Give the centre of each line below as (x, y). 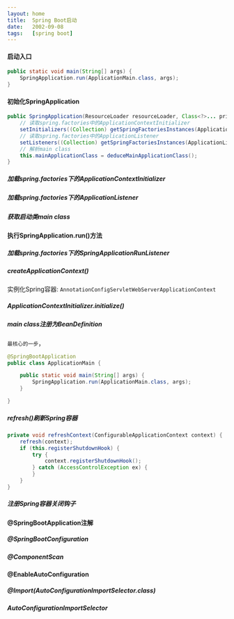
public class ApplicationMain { (54, 363)
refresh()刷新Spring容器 (42, 418)
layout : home (26, 14)
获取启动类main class (39, 217)
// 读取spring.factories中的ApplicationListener (89, 136)
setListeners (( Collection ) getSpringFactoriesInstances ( (104, 143)
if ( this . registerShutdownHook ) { (70, 448)
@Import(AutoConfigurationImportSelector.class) (81, 590)
